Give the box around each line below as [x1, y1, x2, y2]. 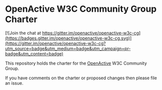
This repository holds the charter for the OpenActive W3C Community [5, 60, 147, 66]
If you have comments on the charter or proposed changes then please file [5, 75, 157, 81]
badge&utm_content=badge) [5, 50, 64, 57]
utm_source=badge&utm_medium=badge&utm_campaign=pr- [5, 45, 131, 51]
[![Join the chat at [5, 30, 41, 36]
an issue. [5, 80, 24, 86]
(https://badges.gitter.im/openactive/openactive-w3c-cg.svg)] [5, 35, 132, 41]
